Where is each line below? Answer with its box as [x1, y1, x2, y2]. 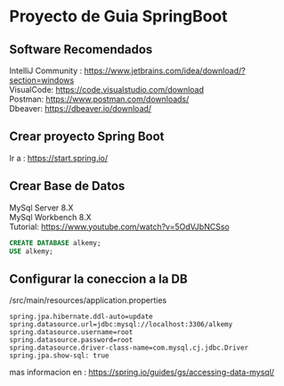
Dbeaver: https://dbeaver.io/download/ [9, 103, 152, 113]
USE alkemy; [9, 247, 53, 256]
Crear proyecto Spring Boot [9, 129, 165, 144]
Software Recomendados [9, 42, 153, 57]
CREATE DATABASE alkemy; [9, 238, 101, 247]
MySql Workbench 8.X [9, 211, 92, 222]
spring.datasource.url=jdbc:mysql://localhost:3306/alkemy [9, 320, 233, 329]
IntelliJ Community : [9, 65, 83, 76]
